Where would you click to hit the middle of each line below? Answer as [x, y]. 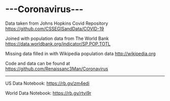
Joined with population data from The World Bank [57, 38]
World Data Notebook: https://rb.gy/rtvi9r [48, 93]
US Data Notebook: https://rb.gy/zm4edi [47, 83]
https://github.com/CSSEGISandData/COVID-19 [55, 28]
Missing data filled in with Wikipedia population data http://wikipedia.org [80, 54]
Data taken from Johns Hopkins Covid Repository [57, 23]
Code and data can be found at [38, 63]
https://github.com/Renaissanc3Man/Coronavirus [57, 69]
